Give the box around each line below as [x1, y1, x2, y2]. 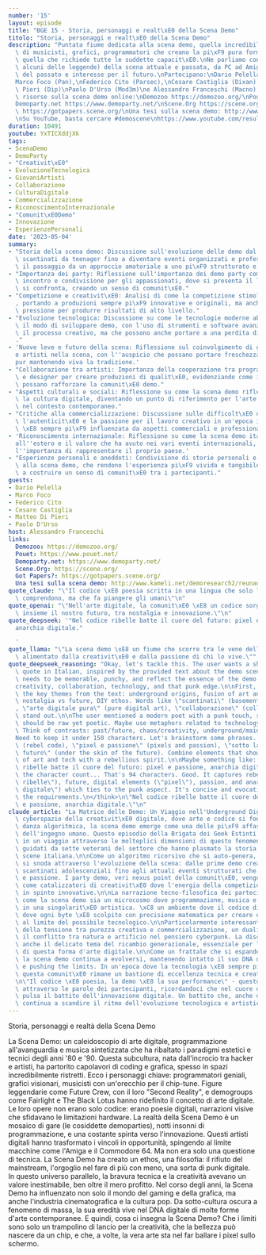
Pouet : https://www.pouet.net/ [15, 550, 119, 558]
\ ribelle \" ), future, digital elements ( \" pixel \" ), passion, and [15, 778, 243, 786]
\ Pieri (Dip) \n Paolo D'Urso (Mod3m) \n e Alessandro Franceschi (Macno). [15, 85, 260, 94]
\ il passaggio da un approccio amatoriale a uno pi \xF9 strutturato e [15, 263, 257, 271]
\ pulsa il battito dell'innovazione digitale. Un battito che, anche [15, 992, 253, 1000]
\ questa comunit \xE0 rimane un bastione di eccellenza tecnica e [15, 969, 239, 978]
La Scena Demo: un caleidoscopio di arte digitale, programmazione [8, 1037, 228, 1046]
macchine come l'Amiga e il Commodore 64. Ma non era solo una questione [8, 1146, 256, 1155]
